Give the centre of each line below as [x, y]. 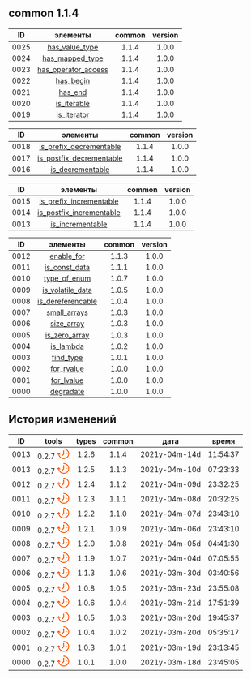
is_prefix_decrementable [80, 147]
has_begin [73, 81]
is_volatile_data [68, 290]
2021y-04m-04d [170, 558]
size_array [67, 324]
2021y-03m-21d [170, 603]
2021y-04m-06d [170, 529]
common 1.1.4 [44, 13]
